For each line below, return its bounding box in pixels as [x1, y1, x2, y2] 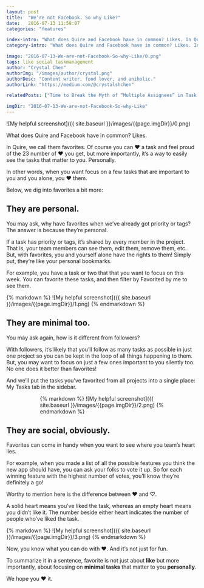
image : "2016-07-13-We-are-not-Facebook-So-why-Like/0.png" [6, 53, 162, 59]
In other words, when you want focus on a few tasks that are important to [6, 168, 190, 175]
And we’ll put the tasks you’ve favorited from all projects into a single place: [6, 376, 195, 384]
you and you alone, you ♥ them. [6, 175, 87, 182]
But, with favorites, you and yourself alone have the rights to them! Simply [6, 251, 191, 258]
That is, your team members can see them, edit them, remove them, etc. [6, 244, 187, 252]
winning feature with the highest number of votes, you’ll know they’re [6, 472, 180, 479]
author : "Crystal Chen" [6, 64, 67, 70]
